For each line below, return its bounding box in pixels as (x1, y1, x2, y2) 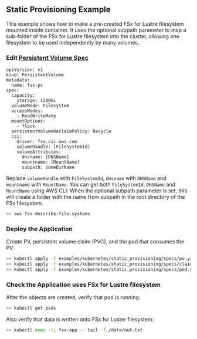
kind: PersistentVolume (6, 72, 64, 78)
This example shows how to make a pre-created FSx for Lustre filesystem (6, 20, 184, 27)
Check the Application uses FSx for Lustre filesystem (6, 280, 161, 289)
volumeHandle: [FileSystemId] (16, 144, 91, 150)
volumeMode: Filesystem (11, 103, 69, 109)
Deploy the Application (6, 225, 73, 233)
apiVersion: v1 (6, 67, 43, 73)
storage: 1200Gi (16, 98, 57, 104)
